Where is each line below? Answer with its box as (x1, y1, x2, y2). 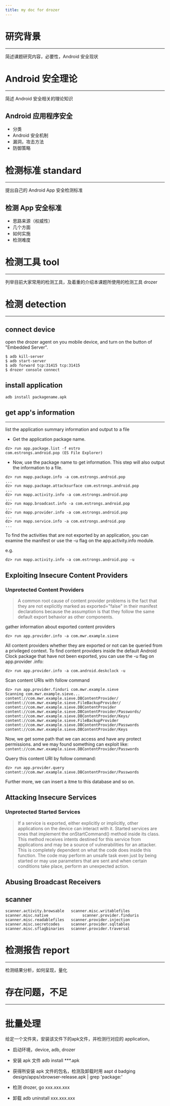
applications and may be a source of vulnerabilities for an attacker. (17, 841, 157, 847)
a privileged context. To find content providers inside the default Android (5, 648, 157, 654)
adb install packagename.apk (5, 394, 67, 399)
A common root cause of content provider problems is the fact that (17, 598, 157, 604)
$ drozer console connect (5, 367, 60, 373)
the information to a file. (12, 465, 63, 471)
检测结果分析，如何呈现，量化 (5, 967, 67, 973)
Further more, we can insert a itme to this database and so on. (5, 779, 135, 785)
